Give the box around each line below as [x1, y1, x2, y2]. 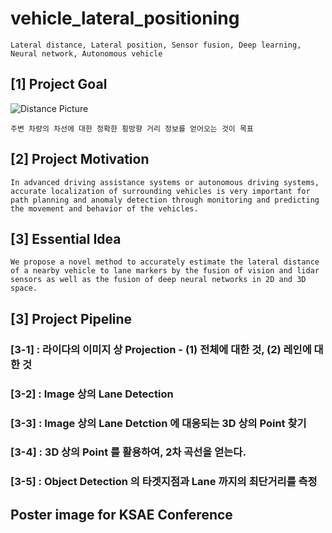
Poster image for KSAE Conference [10, 506, 233, 523]
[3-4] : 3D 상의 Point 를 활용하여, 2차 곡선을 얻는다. [10, 445, 247, 459]
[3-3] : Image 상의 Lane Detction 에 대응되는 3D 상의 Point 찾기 [10, 416, 307, 430]
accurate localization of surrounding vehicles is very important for [10, 186, 311, 196]
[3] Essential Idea [10, 230, 122, 247]
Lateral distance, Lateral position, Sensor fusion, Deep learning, [10, 40, 302, 50]
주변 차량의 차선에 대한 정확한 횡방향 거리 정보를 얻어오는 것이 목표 [10, 123, 254, 134]
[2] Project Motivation [10, 151, 150, 168]
